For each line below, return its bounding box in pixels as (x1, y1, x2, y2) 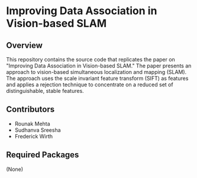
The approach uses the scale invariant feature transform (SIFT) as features (6, 75, 189, 82)
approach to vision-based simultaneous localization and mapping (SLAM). (6, 69, 187, 75)
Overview (6, 40, 43, 50)
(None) (6, 166, 24, 173)
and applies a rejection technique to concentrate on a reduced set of (6, 81, 173, 88)
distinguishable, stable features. (6, 88, 84, 94)
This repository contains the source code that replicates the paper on (6, 56, 176, 63)
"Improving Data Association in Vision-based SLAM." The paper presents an (6, 62, 192, 69)
